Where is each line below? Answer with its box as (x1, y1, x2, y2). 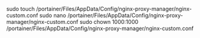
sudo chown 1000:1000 (79, 18, 139, 25)
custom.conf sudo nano (6, 12, 66, 19)
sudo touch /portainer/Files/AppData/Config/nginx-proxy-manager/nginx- (6, 6, 192, 12)
